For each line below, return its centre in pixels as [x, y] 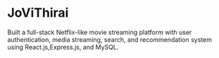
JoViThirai [38, 13]
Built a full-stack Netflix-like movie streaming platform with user [100, 32]
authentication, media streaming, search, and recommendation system [110, 39]
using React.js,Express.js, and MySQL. [63, 47]
